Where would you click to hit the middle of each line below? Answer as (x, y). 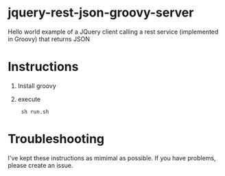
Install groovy (37, 86)
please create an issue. (41, 165)
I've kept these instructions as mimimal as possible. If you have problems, (112, 158)
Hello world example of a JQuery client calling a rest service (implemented (113, 32)
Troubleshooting (56, 139)
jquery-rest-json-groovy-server (101, 13)
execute (29, 99)
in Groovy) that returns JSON (49, 38)
